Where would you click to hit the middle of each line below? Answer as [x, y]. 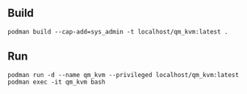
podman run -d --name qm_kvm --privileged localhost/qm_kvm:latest [123, 75]
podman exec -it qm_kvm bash [57, 82]
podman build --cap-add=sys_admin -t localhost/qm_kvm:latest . [118, 31]
